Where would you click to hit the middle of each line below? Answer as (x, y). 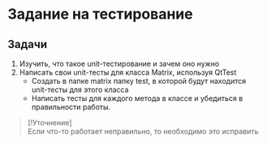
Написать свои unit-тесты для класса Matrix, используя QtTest (128, 72)
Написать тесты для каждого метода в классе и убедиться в (137, 98)
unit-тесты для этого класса (80, 89)
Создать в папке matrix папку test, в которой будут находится (139, 81)
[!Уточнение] (50, 122)
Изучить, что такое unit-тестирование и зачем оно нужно (119, 63)
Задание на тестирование (100, 14)
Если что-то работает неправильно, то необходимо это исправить (143, 131)
